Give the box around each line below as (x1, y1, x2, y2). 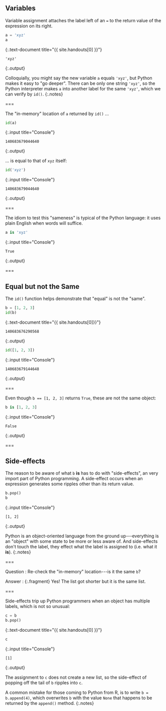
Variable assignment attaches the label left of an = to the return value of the (5, 17, 161, 23)
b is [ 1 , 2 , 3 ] (5, 404, 37, 410)
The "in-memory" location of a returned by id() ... (5, 111, 109, 117)
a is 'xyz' (5, 230, 28, 235)
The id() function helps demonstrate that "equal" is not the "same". (5, 295, 146, 301)
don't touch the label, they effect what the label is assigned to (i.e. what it (5, 544, 157, 550)
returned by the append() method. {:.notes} (5, 700, 94, 706)
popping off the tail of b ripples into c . (5, 679, 83, 686)
